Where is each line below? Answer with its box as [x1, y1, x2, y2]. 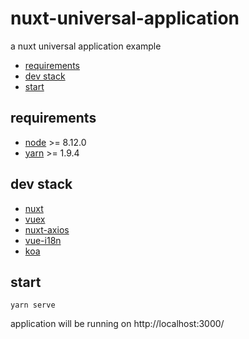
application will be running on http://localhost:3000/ [10, 318, 225, 330]
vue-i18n [24, 234, 62, 246]
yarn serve [10, 300, 56, 311]
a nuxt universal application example [10, 40, 162, 52]
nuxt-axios [24, 223, 70, 236]
